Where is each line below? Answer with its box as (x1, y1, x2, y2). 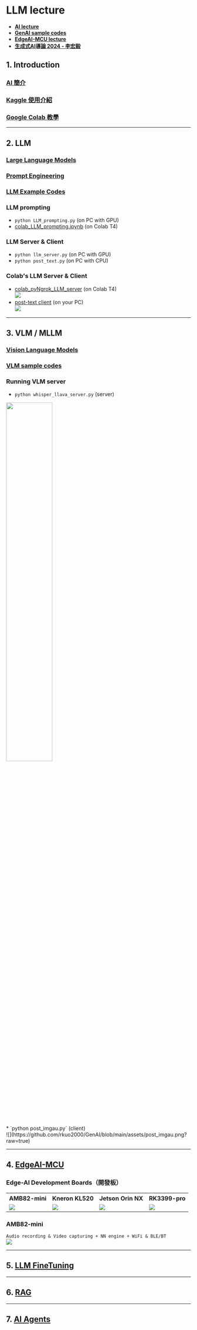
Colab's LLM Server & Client (6, 272, 88, 280)
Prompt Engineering (6, 171, 64, 180)
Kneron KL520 (52, 1194, 94, 1202)
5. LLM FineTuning (6, 1261, 74, 1271)
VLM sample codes (6, 361, 62, 370)
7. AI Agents (6, 1314, 51, 1325)
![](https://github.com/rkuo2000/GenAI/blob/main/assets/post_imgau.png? (6, 1131, 187, 1138)
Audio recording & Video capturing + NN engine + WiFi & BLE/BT (6, 1233, 167, 1239)
